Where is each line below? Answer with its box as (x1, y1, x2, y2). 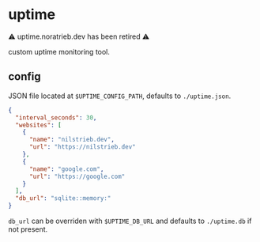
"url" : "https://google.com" (28, 172, 126, 180)
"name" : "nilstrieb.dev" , (28, 136, 115, 144)
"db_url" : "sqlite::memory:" (15, 195, 111, 202)
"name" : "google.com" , (28, 164, 104, 173)
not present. (8, 225, 48, 234)
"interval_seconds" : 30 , (15, 113, 97, 122)
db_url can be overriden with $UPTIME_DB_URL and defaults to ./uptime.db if (8, 216, 252, 225)
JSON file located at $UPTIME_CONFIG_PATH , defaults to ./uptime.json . (8, 91, 232, 100)
